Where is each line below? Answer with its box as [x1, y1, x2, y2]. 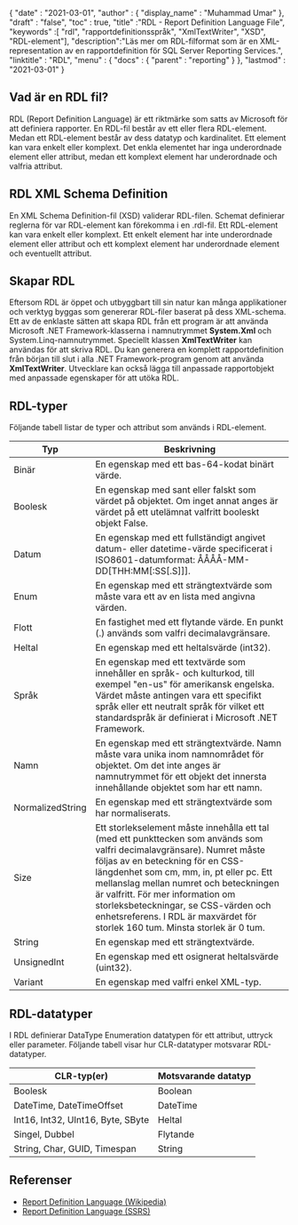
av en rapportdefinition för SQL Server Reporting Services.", [64, 45, 284, 56]
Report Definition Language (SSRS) [21, 1205, 151, 1216]
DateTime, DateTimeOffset [13, 1100, 124, 1112]
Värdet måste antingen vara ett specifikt [95, 689, 262, 701]
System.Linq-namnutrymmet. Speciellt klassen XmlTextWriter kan [9, 335, 253, 346]
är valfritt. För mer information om [95, 888, 236, 901]
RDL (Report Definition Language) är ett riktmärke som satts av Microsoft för [9, 113, 288, 124]
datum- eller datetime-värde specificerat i [95, 542, 273, 555]
